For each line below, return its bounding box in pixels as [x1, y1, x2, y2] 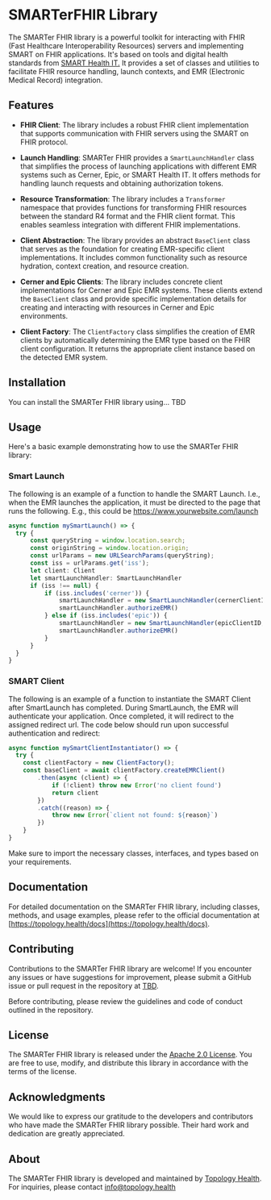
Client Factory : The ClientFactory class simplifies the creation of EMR [19, 327, 256, 336]
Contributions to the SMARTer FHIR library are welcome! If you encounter [8, 964, 252, 973]
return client [51, 789, 99, 797]
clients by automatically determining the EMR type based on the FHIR [19, 335, 251, 344]
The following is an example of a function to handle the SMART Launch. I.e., [8, 489, 261, 498]
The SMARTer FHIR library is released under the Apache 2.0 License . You [8, 1050, 252, 1060]
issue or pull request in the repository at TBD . [8, 981, 159, 990]
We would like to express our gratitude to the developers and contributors [8, 1111, 254, 1122]
